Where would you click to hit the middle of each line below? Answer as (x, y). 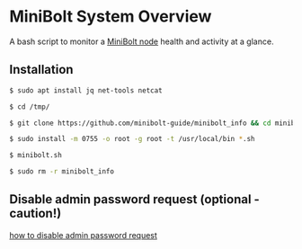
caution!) (36, 213)
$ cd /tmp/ (30, 107)
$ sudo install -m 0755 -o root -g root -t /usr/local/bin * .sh (132, 139)
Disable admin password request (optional (130, 200)
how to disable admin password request (83, 235)
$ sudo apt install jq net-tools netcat (86, 90)
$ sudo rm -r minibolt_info (62, 172)
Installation (41, 70)
